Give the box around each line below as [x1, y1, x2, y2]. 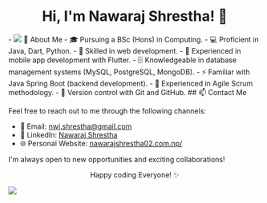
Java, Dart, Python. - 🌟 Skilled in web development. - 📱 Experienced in [8, 46, 241, 55]
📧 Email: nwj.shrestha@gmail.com [19, 121, 132, 131]
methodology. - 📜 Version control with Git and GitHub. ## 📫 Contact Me [8, 87, 247, 97]
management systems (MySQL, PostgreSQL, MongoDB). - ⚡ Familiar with [8, 67, 250, 77]
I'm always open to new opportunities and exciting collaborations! [8, 154, 225, 164]
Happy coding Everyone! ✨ [90, 169, 180, 179]
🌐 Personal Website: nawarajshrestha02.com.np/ [19, 138, 183, 148]
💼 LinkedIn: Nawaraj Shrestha [19, 129, 118, 139]
